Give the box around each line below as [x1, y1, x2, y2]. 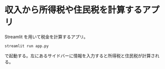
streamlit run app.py [4, 44, 49, 48]
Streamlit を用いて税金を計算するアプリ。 [4, 34, 88, 40]
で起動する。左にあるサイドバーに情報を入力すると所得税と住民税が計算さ [4, 52, 155, 59]
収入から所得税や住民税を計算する [4, 4, 143, 16]
